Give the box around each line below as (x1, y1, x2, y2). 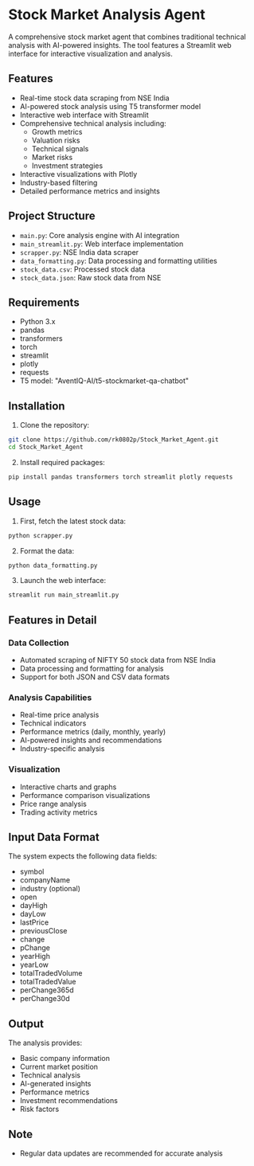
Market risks (31, 152, 73, 162)
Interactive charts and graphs (19, 782, 117, 792)
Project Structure (8, 209, 96, 223)
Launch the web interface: (19, 576, 106, 585)
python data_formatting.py (8, 561, 98, 569)
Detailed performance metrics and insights (19, 186, 161, 196)
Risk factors (19, 1105, 60, 1114)
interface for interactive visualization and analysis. (8, 49, 174, 58)
